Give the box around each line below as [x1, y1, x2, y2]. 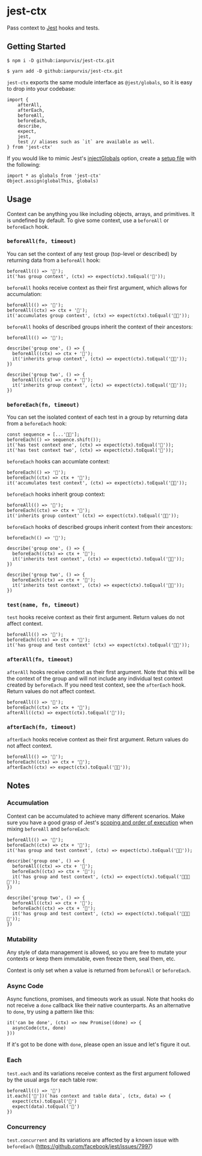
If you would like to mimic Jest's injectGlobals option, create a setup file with [7, 155, 197, 162]
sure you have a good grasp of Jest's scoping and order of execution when [7, 818, 194, 826]
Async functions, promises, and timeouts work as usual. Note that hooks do [7, 995, 194, 1003]
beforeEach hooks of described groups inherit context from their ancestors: [7, 524, 193, 531]
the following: [7, 161, 41, 168]
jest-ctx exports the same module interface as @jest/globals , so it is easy [7, 78, 193, 85]
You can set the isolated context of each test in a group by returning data [7, 413, 188, 421]
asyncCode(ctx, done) [12, 1025, 67, 1031]
